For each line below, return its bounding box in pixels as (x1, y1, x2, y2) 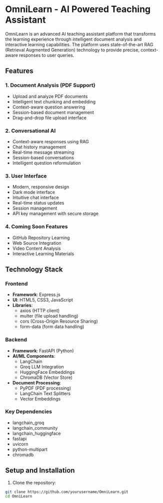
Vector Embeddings (19, 395, 61, 401)
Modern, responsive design (12, 184, 69, 190)
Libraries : (12, 303, 33, 309)
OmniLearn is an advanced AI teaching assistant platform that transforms (5, 31, 156, 37)
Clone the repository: (12, 479, 56, 485)
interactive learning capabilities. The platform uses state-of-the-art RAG (5, 41, 153, 47)
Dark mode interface (12, 189, 55, 195)
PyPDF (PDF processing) (19, 385, 71, 391)
